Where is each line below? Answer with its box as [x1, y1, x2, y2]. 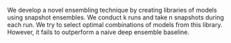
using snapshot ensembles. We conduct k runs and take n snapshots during [7, 13, 224, 21]
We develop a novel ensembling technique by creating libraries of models [7, 6, 217, 14]
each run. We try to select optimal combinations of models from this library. [7, 21, 223, 28]
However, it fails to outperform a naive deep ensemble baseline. [7, 28, 189, 36]
